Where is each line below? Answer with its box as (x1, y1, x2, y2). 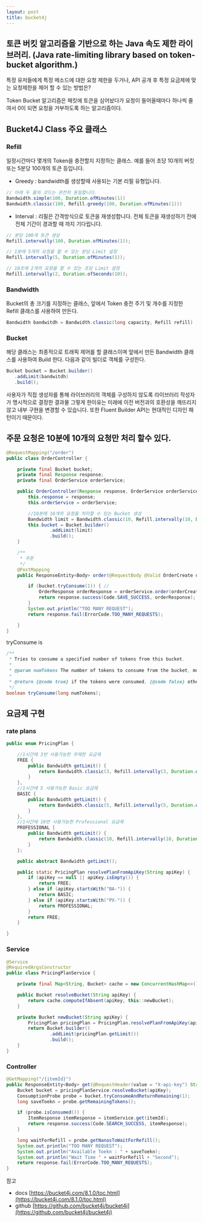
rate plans (6, 726, 36, 735)
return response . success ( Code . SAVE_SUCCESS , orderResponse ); (38, 594, 196, 600)
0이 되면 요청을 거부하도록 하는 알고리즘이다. (17, 104, 123, 112)
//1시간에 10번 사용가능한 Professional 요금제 (17, 819, 124, 825)
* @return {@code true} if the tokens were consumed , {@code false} (8, 679, 185, 685)
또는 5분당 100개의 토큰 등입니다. (6, 165, 85, 171)
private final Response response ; (17, 472, 104, 478)
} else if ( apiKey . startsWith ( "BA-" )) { (28, 886, 131, 892)
